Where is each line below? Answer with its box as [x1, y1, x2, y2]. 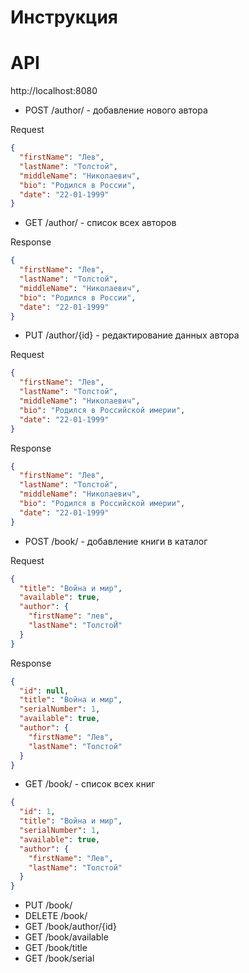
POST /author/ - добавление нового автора [24, 104, 208, 116]
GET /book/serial [24, 952, 95, 965]
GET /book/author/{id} [24, 921, 117, 933]
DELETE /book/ [24, 910, 88, 922]
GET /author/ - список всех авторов [24, 217, 177, 229]
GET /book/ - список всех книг [24, 778, 156, 790]
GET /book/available [24, 931, 109, 943]
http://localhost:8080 [10, 85, 98, 97]
